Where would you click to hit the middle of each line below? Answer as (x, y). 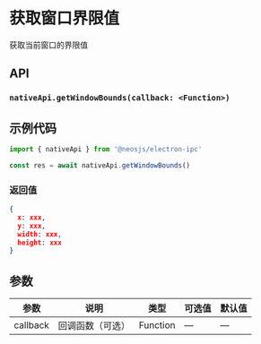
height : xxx (40, 243)
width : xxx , (40, 234)
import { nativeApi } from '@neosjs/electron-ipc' (106, 150)
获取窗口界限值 (65, 18)
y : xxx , (32, 226)
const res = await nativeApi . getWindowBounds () (100, 165)
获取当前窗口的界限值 (48, 45)
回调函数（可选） (94, 326)
